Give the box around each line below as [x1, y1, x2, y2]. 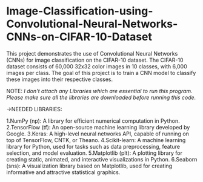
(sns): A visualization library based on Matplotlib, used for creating [6, 162, 173, 169]
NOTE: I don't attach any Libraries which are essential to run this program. [6, 87, 193, 94]
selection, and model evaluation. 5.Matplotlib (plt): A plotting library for [6, 149, 183, 157]
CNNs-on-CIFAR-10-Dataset [6, 30, 153, 44]
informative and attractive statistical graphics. [6, 168, 121, 176]
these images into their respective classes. [6, 76, 113, 83]
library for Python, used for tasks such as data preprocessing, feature [6, 143, 181, 150]
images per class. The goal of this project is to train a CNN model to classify [6, 69, 196, 76]
